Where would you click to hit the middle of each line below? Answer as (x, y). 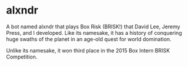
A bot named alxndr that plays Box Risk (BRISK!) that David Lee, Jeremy (93, 27)
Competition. (22, 57)
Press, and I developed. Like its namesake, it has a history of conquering (94, 32)
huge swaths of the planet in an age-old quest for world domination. (89, 39)
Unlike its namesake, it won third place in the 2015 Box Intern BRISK (88, 50)
